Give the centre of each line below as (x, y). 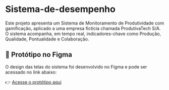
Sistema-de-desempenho (61, 9)
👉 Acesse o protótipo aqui (33, 82)
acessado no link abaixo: (31, 72)
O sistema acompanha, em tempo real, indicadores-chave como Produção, (83, 33)
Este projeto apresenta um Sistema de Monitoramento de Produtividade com (85, 23)
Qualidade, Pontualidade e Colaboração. (47, 39)
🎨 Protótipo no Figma (39, 55)
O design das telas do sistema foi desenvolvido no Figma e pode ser (76, 66)
